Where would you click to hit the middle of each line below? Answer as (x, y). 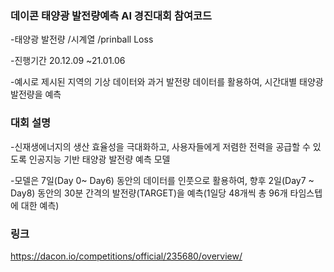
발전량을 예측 (36, 94)
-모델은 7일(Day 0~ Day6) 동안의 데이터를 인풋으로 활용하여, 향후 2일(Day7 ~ (162, 180)
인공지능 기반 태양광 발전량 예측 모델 (99, 159)
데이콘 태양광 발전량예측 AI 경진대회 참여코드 (111, 15)
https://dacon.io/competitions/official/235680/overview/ (126, 256)
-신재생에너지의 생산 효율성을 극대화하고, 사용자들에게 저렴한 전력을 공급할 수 (160, 146)
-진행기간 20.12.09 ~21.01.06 (68, 61)
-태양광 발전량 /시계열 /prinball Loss (82, 39)
